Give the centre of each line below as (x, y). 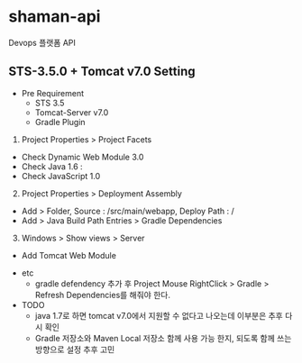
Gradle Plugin (60, 122)
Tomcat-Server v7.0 (72, 112)
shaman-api (55, 17)
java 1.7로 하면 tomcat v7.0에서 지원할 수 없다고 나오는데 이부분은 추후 (159, 315)
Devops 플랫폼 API (42, 42)
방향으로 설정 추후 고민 (75, 349)
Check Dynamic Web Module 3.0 (82, 157)
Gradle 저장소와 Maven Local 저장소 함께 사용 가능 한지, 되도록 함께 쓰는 (163, 338)
